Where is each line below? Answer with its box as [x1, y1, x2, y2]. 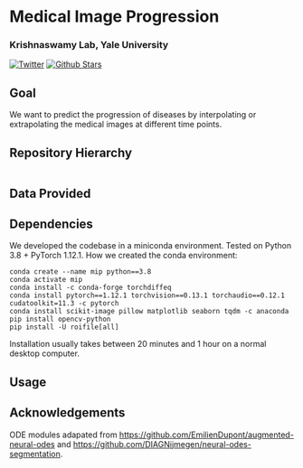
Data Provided [9, 185, 91, 201]
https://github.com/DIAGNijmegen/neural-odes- [72, 438, 251, 449]
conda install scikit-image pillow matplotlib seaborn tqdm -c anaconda [9, 307, 289, 316]
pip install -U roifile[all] [9, 323, 119, 332]
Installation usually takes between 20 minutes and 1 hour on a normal [9, 339, 267, 350]
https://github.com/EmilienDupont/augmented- [118, 429, 294, 440]
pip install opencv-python [9, 314, 111, 324]
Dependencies [9, 216, 93, 231]
